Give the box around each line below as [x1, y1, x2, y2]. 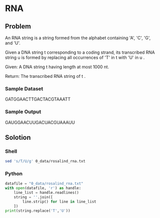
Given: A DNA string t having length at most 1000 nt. [5, 64, 109, 70]
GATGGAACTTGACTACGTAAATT [5, 96, 71, 102]
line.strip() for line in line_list [22, 199, 96, 204]
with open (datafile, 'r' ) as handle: [5, 186, 81, 191]
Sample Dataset [5, 85, 44, 92]
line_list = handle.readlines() [14, 190, 79, 195]
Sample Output [5, 108, 41, 115]
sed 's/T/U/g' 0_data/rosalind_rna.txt [5, 159, 86, 164]
